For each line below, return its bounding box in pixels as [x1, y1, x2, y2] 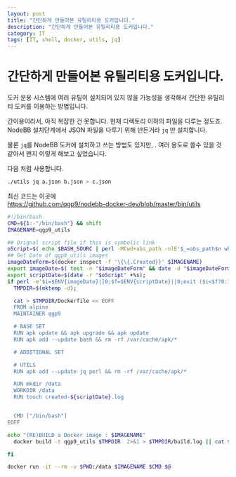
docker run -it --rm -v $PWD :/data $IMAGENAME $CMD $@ [7, 464, 171, 471]
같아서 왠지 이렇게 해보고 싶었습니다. [7, 149, 107, 158]
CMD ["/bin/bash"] [13, 412, 68, 419]
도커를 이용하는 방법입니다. [14, 102, 88, 111]
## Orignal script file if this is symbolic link [7, 239, 156, 246]
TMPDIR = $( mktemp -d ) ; [13, 285, 77, 292]
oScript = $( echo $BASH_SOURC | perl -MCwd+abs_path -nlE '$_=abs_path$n [7, 246, 221, 253]
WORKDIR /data [13, 387, 55, 394]
